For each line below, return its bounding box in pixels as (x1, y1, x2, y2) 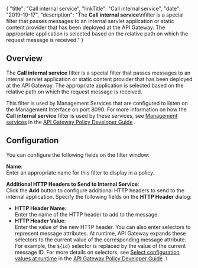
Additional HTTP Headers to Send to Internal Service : (6, 180, 139, 188)
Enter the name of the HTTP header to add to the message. (14, 211, 160, 218)
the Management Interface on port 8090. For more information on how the (6, 106, 187, 113)
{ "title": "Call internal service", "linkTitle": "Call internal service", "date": (6, 5, 181, 12)
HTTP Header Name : (14, 204, 67, 212)
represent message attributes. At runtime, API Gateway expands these (14, 230, 186, 237)
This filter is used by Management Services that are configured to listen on (6, 99, 188, 106)
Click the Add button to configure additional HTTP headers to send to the (6, 186, 185, 194)
